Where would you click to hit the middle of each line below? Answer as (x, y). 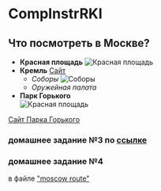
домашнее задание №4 (56, 161)
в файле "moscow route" (49, 178)
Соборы (45, 79)
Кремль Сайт (42, 71)
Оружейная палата (64, 87)
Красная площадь (51, 62)
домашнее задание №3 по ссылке (78, 139)
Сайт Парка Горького (44, 119)
